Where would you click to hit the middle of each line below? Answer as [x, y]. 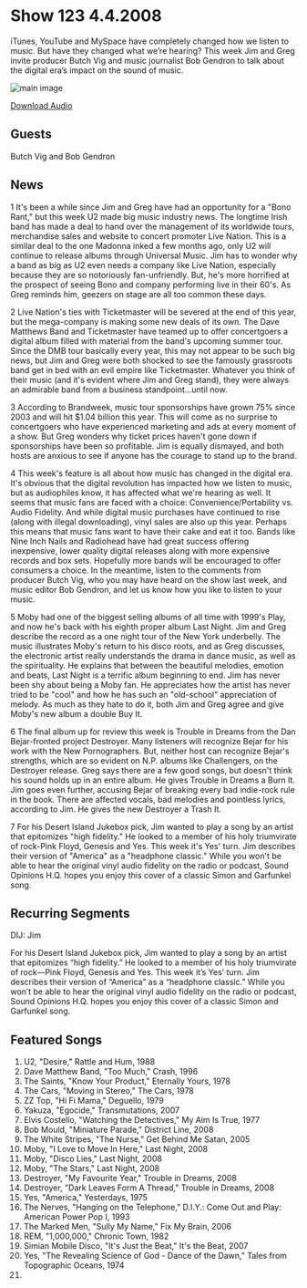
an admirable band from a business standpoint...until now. [119, 390]
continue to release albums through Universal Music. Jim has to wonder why [154, 255]
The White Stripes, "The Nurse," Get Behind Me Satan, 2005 [137, 1139]
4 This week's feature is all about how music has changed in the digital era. [152, 473]
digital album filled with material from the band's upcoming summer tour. [147, 341]
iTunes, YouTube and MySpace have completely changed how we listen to [150, 41]
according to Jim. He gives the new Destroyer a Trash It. [116, 809]
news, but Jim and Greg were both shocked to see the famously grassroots [152, 360]
